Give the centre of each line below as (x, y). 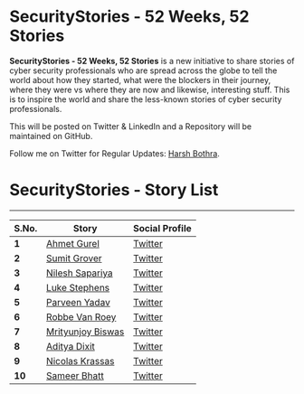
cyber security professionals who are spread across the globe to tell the (143, 70)
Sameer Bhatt (75, 375)
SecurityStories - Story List (114, 190)
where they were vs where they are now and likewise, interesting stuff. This (150, 89)
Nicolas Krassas (81, 361)
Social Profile (162, 228)
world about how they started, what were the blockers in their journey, (140, 80)
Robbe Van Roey (81, 316)
